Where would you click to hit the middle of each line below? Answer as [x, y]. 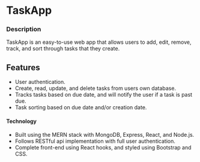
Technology [22, 121]
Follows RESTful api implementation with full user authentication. [95, 141]
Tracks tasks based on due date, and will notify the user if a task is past [104, 95]
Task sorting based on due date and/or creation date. [81, 107]
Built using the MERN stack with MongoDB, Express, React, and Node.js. [105, 134]
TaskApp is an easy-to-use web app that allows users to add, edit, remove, [99, 42]
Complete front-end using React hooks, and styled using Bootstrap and [103, 147]
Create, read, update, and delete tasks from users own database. [95, 88]
